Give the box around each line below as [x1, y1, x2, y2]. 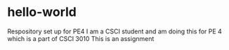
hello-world [7, 4, 77, 20]
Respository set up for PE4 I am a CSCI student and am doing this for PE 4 [7, 27, 223, 35]
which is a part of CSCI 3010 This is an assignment [7, 34, 155, 42]
